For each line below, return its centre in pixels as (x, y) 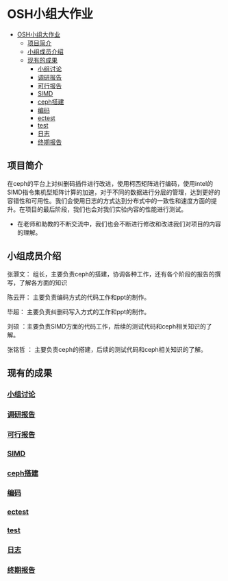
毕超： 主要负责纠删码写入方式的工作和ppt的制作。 (79, 311)
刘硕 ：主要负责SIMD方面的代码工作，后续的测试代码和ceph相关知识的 (107, 326)
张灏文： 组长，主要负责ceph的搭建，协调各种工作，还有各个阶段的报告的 (111, 274)
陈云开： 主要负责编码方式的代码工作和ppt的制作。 (79, 297)
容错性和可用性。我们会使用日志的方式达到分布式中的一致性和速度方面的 (109, 200)
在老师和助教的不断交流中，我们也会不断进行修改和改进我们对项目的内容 (119, 224)
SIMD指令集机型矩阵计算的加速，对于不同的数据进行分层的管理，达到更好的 (114, 192)
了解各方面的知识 (43, 283)
